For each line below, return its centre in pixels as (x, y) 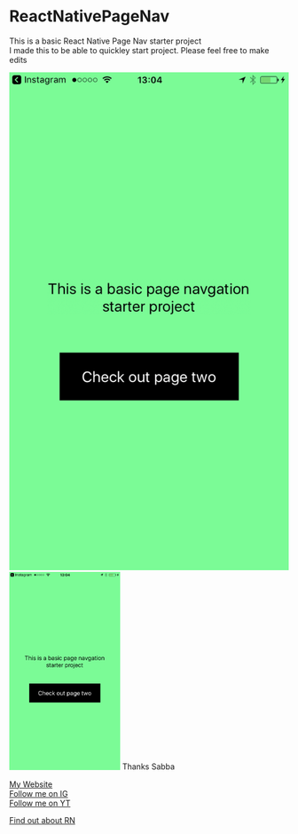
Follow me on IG (39, 793)
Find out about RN (42, 820)
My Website (31, 784)
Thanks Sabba (149, 766)
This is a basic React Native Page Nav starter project (106, 41)
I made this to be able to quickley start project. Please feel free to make (139, 50)
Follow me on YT (40, 803)
